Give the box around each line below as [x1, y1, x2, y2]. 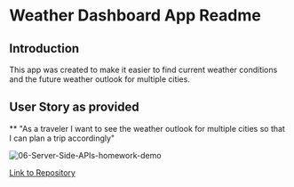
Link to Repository [9, 167, 75, 178]
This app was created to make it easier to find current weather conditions [9, 64, 278, 75]
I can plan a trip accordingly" [9, 133, 115, 143]
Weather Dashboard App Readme [9, 5, 262, 26]
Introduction [9, 41, 80, 56]
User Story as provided [9, 100, 139, 115]
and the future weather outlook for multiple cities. [9, 74, 191, 85]
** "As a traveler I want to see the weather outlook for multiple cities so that [9, 123, 286, 134]
